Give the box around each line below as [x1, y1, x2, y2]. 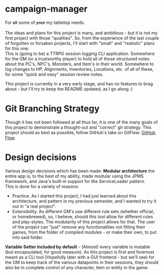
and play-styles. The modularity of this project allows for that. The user [12, 218, 155, 225]
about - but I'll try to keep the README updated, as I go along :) [5, 86, 133, 92]
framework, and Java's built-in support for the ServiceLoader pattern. [5, 178, 145, 184]
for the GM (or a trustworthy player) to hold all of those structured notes [5, 56, 150, 61]
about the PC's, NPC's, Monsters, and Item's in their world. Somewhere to [5, 61, 154, 67]
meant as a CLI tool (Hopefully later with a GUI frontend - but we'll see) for [5, 254, 155, 260]
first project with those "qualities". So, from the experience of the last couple [5, 35, 159, 41]
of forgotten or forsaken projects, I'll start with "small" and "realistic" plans [5, 40, 155, 46]
